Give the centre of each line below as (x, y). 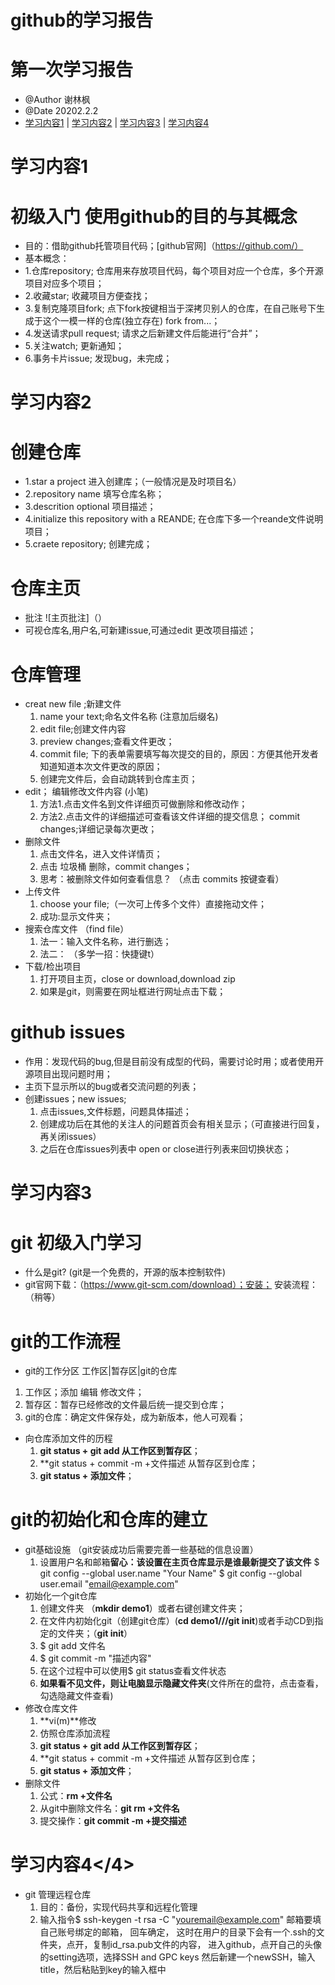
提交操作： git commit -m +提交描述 (113, 1821)
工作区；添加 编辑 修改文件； (84, 1392)
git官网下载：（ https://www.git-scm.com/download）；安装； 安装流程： (171, 1285)
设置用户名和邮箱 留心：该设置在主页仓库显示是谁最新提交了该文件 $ (179, 1562)
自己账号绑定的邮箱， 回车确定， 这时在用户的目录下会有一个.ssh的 (178, 1932)
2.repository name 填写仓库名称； (94, 494)
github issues (68, 1032)
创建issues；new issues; (75, 1099)
